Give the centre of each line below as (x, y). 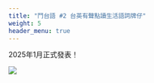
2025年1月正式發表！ (43, 55)
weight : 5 (25, 23)
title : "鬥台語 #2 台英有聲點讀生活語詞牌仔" (77, 16)
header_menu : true (39, 31)
